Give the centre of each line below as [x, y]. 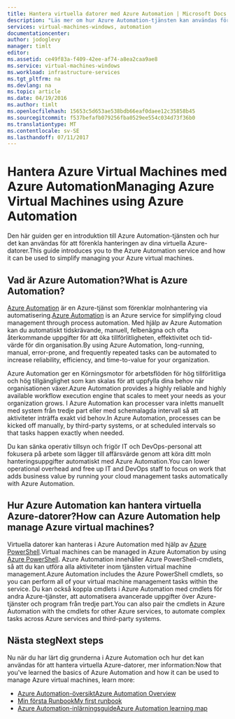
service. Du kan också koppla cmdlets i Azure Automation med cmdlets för [115, 589]
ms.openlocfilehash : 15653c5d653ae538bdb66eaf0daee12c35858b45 [101, 111]
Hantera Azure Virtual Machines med [117, 172]
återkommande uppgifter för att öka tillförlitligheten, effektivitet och [104, 337]
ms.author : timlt [33, 105]
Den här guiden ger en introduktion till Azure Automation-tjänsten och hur [113, 236]
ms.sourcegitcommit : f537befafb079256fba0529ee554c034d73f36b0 [101, 118]
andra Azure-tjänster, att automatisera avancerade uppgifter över [101, 596]
